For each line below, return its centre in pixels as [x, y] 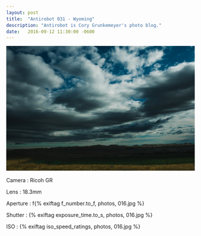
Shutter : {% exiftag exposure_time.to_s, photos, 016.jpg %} [80, 215]
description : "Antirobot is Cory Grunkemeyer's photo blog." [84, 25]
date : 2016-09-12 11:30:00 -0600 [51, 32]
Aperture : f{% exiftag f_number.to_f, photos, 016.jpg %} [75, 204]
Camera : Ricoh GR [30, 180]
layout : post [22, 13]
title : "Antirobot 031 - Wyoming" [51, 19]
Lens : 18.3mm [24, 192]
